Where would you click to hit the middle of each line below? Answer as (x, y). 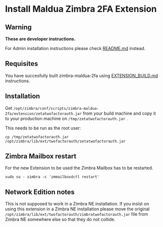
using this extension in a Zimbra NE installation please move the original (77, 209)
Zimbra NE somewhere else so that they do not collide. (60, 220)
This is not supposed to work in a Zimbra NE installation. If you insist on (77, 204)
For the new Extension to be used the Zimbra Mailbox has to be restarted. (79, 168)
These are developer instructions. (40, 39)
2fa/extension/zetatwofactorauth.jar (44, 114)
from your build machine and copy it (119, 113)
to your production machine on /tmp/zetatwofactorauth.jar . (67, 118)
